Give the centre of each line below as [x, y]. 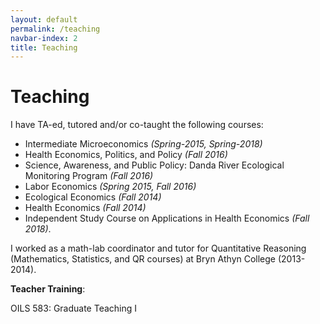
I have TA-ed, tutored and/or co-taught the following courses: [137, 125]
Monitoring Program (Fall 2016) [89, 176]
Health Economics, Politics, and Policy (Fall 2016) [126, 155]
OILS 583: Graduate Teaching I [74, 308]
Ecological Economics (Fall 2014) [93, 197]
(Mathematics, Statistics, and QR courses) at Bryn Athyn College [143, 259]
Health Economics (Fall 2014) [85, 208]
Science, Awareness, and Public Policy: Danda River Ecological [154, 165]
